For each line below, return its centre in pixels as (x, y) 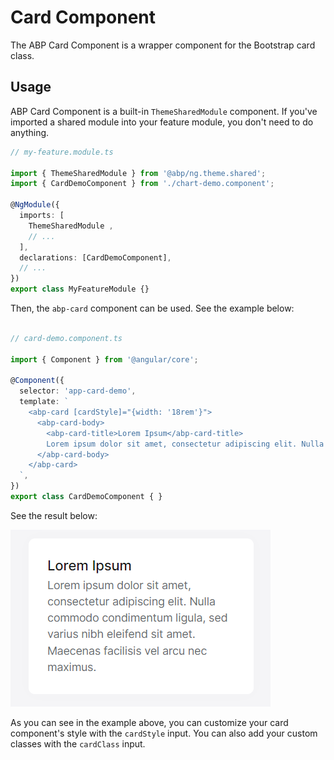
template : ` (44, 402)
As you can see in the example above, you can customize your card (149, 722)
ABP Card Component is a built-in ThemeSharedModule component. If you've (164, 111)
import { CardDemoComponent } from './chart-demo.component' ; (142, 184)
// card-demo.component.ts (66, 338)
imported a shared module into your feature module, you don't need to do (162, 122)
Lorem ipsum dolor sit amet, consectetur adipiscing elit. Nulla (185, 444)
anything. (30, 132)
